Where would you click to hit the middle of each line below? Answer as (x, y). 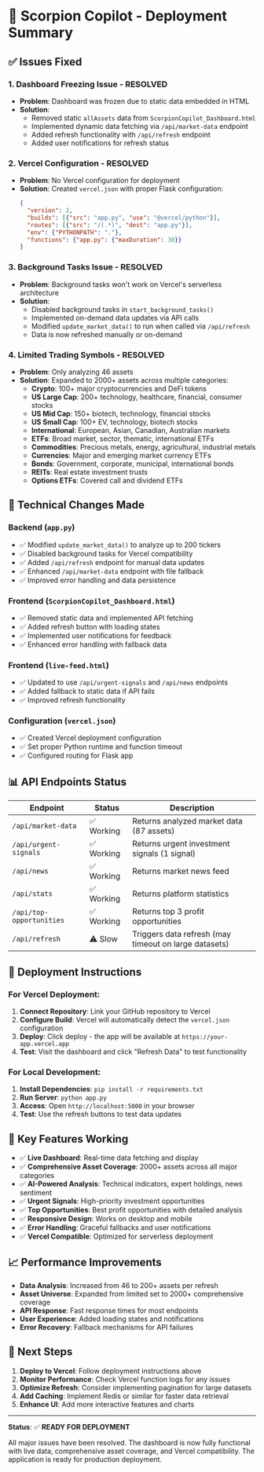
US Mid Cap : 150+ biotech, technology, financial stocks (121, 413)
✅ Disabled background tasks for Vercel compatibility (106, 553)
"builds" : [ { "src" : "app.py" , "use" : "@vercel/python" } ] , (124, 218)
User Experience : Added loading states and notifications (112, 1319)
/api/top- (30, 912)
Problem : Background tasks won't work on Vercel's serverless (121, 284)
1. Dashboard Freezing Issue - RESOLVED (88, 84)
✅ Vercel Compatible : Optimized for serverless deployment (116, 1236)
